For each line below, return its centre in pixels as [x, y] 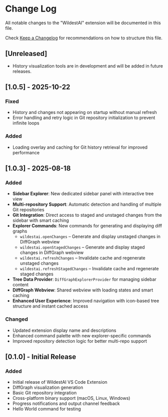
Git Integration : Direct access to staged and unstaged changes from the [87, 215]
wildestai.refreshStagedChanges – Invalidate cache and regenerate [89, 269]
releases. [22, 71]
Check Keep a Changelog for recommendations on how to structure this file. [84, 38]
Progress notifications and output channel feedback [66, 403]
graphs [20, 231]
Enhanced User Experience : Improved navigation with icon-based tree [86, 301]
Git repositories [28, 210]
